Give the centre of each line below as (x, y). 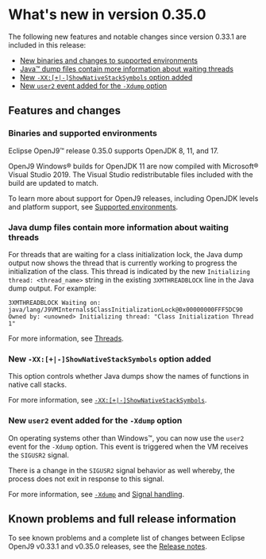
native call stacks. (38, 385)
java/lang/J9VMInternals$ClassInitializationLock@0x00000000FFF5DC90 (126, 310)
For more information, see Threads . (66, 338)
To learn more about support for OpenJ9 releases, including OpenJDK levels (133, 198)
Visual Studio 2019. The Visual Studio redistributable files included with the (131, 174)
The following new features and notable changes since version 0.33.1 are (127, 37)
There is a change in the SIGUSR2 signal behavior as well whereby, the (122, 470)
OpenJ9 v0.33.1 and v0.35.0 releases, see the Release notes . (108, 546)
